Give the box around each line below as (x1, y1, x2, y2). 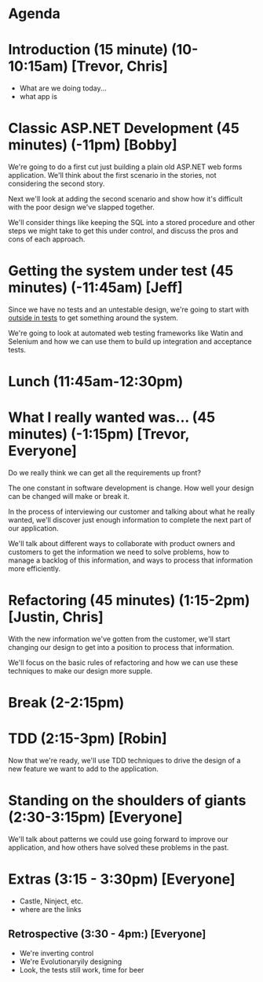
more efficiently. (8, 564, 61, 574)
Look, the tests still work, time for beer (19, 965, 144, 974)
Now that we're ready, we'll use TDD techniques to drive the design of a (8, 756, 241, 766)
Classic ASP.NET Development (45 (8, 120, 239, 138)
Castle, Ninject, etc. (19, 896, 84, 906)
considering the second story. (8, 179, 105, 189)
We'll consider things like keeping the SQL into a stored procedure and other (8, 218, 255, 227)
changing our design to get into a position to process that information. (8, 643, 234, 652)
